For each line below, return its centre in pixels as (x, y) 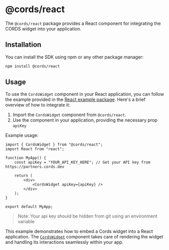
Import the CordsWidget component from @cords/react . (69, 115)
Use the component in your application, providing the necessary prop (85, 120)
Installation (23, 45)
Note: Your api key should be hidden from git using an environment (88, 216)
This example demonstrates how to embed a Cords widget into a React (79, 231)
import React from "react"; (35, 149)
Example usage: (22, 135)
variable (26, 222)
